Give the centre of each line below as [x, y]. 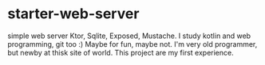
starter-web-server [73, 14]
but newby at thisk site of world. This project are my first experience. [121, 52]
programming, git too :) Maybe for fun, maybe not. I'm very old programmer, [132, 44]
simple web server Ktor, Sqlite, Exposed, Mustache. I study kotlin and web [129, 36]
